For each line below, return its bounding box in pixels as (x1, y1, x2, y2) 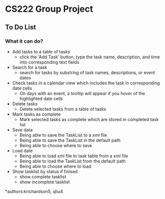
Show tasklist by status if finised (12, 168, 78, 174)
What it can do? (5, 38, 43, 45)
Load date (12, 148, 33, 153)
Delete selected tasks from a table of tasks (19, 106, 107, 112)
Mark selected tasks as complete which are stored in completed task (19, 116, 159, 122)
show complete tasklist (19, 174, 66, 179)
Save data (12, 126, 33, 133)
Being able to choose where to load (19, 163, 92, 169)
